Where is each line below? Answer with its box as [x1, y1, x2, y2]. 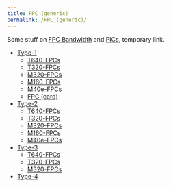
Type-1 [16, 49, 37, 57]
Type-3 [16, 143, 38, 151]
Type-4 [16, 172, 39, 180]
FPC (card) [27, 92, 58, 100]
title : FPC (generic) [7, 10, 69, 17]
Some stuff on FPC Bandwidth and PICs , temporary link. [7, 35, 166, 43]
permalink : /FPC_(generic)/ [7, 16, 88, 23]
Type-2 [16, 99, 38, 108]
